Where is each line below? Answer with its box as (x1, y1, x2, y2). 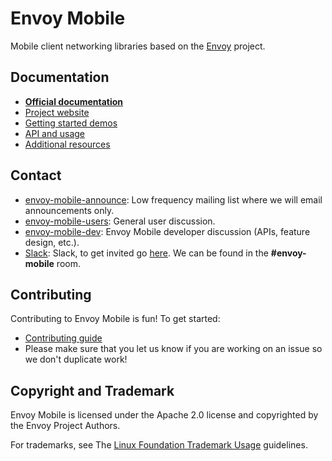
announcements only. (24, 204, 115, 216)
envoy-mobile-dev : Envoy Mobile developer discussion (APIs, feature (24, 225, 311, 237)
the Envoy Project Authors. (10, 420, 121, 432)
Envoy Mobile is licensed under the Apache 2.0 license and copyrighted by (10, 409, 319, 421)
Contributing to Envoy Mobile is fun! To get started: (10, 313, 221, 325)
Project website (24, 106, 90, 118)
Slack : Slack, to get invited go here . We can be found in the (24, 247, 269, 259)
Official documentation (24, 95, 124, 107)
